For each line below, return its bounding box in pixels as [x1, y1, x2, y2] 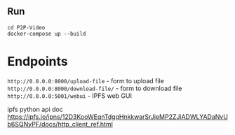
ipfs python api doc [7, 105, 63, 113]
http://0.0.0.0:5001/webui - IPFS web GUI [7, 91, 132, 100]
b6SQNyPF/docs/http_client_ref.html [7, 120, 114, 128]
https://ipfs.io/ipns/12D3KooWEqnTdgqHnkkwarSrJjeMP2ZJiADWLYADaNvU [7, 112, 228, 121]
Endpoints [7, 54, 68, 69]
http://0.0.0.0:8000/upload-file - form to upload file [7, 76, 165, 85]
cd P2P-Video [7, 24, 46, 31]
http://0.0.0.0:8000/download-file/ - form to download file [7, 84, 182, 92]
